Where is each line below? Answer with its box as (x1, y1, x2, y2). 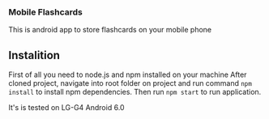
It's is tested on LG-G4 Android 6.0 (8, 103, 125, 113)
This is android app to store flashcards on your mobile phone (8, 25, 212, 35)
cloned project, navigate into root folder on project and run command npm (8, 79, 253, 88)
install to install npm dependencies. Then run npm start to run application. (8, 87, 262, 97)
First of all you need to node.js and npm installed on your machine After (8, 70, 247, 79)
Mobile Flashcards (8, 6, 83, 18)
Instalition (8, 48, 61, 62)
